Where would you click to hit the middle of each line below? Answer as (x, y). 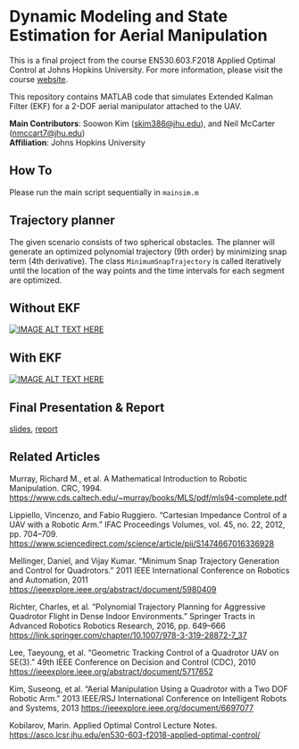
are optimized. (36, 280)
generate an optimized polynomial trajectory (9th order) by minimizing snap (148, 251)
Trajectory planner (62, 221)
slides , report (33, 429)
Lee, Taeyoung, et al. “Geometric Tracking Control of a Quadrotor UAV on (144, 652)
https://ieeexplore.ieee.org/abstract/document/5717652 (112, 671)
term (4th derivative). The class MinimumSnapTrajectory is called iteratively (145, 260)
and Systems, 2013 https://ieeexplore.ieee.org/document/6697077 (132, 708)
